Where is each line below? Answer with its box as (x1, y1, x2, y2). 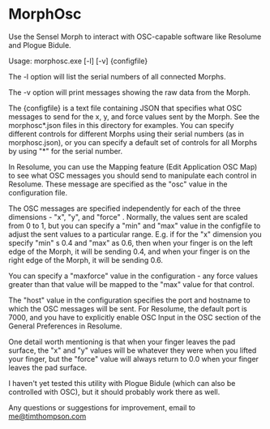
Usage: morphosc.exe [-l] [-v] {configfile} (8, 56, 148, 66)
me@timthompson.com (8, 411, 87, 421)
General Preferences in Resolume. (8, 321, 123, 331)
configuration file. (8, 187, 67, 197)
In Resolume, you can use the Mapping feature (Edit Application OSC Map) (8, 161, 258, 171)
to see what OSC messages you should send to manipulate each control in (8, 170, 257, 180)
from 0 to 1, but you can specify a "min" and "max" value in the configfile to (8, 221, 261, 230)
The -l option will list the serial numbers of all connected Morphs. (8, 71, 226, 81)
